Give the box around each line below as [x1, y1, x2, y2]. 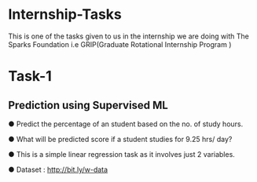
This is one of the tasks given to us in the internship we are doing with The [8, 31, 249, 41]
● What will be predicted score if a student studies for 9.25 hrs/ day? [8, 134, 233, 144]
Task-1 [8, 67, 53, 86]
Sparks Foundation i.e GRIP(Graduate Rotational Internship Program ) [8, 39, 232, 49]
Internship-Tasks [8, 5, 122, 24]
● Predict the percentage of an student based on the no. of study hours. [8, 119, 244, 129]
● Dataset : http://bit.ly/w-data [8, 165, 108, 174]
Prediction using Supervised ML [8, 98, 169, 111]
